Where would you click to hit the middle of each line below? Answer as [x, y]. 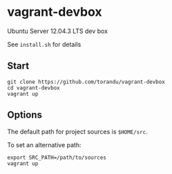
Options [25, 115]
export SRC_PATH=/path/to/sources [57, 157]
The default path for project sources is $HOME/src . [77, 131]
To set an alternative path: [44, 144]
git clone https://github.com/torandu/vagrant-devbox [86, 82]
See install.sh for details [44, 44]
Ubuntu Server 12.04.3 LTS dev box [58, 31]
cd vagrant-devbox [34, 88]
